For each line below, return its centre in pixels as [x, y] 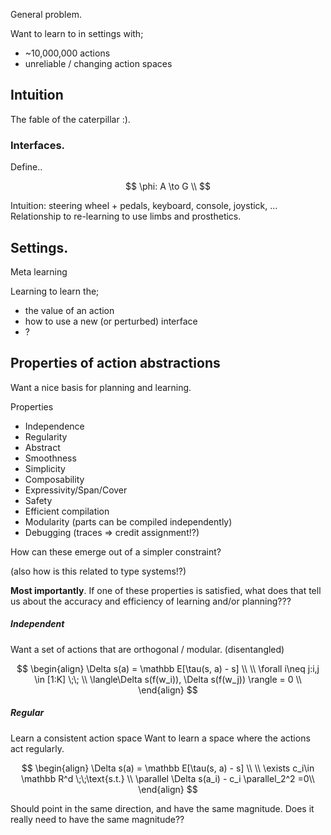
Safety [38, 500]
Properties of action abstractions [115, 363]
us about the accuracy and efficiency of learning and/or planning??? [151, 601]
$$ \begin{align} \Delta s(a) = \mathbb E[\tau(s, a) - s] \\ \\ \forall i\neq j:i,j [168, 668]
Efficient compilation [67, 511]
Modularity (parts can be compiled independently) [128, 521]
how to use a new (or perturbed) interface [111, 321]
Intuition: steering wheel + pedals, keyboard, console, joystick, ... [144, 206]
